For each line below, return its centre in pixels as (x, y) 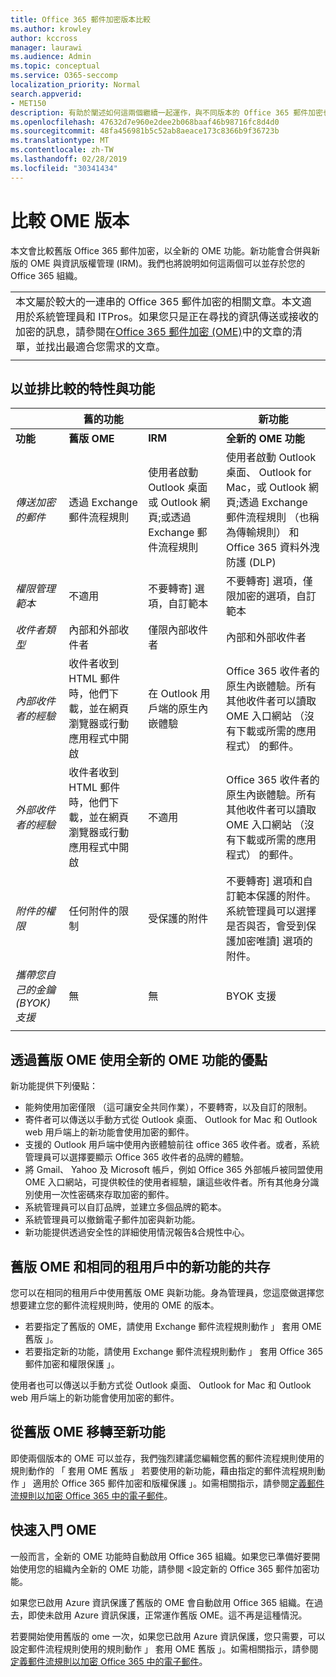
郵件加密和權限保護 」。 (72, 1364)
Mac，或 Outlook (266, 488)
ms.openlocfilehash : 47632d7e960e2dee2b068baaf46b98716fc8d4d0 (145, 122)
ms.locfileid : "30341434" (64, 168)
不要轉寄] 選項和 (264, 881)
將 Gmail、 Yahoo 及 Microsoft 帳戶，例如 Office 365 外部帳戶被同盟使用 (174, 1170)
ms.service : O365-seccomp (64, 76)
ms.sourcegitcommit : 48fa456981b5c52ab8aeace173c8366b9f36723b (145, 131)
